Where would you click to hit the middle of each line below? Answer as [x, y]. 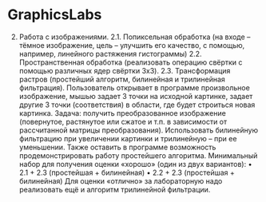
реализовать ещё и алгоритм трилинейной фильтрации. [115, 189]
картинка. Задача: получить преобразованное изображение [123, 113]
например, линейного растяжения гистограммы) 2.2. [110, 53]
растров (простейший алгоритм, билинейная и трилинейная [122, 79]
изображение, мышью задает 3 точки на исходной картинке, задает [136, 96]
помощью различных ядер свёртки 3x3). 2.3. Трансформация [125, 70]
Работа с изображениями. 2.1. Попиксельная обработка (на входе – [135, 37]
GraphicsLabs [55, 15]
